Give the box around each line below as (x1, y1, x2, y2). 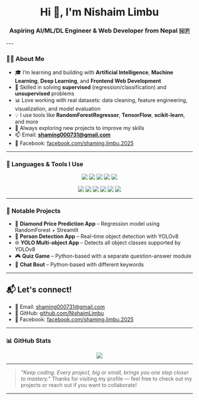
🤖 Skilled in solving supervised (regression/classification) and (14, 83, 167, 91)
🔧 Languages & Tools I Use (6, 160, 84, 168)
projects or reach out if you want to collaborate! (20, 382, 137, 389)
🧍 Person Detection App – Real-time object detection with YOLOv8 (14, 233, 179, 240)
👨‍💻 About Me (6, 55, 44, 63)
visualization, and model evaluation (14, 105, 101, 112)
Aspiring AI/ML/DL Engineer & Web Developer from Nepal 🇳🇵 (9, 27, 190, 35)
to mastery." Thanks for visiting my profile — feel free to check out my (20, 375, 192, 382)
